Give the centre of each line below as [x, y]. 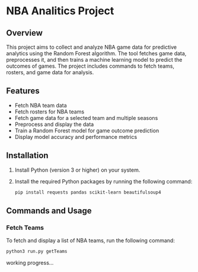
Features [23, 91]
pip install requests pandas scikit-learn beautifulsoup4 [88, 192]
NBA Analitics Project [60, 11]
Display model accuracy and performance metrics [76, 137]
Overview [25, 33]
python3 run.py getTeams [37, 252]
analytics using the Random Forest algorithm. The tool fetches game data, [96, 53]
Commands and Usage [49, 211]
